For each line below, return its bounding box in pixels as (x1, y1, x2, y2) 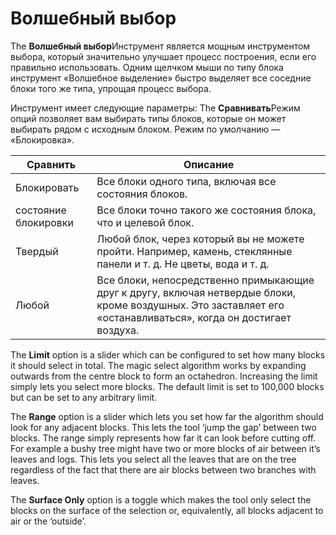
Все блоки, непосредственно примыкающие (96, 273, 315, 287)
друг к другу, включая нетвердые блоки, (96, 285, 297, 299)
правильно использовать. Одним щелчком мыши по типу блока (10, 61, 284, 73)
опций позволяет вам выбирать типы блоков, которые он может (10, 112, 287, 124)
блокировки (15, 215, 74, 229)
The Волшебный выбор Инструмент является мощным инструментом (10, 40, 311, 52)
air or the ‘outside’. (10, 515, 87, 527)
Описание (183, 157, 235, 171)
